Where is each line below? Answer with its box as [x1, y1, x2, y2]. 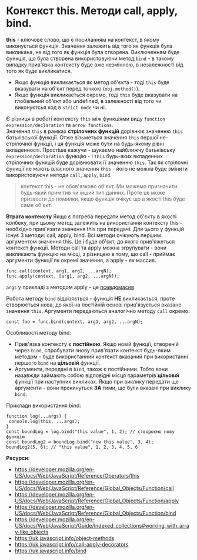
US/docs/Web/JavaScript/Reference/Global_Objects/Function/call [14, 484, 175, 492]
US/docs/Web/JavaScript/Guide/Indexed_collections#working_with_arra [14, 522, 189, 529]
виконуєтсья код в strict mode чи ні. [14, 104, 106, 111]
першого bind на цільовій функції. [14, 359, 101, 366]
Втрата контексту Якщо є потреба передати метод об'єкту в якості [6, 213, 177, 220]
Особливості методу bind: [6, 329, 72, 336]
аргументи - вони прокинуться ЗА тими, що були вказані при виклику [14, 384, 191, 391]
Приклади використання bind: [6, 402, 81, 409]
